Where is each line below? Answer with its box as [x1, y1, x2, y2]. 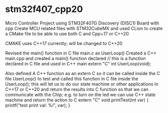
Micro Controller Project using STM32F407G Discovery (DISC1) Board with [5, 20, 159, 26]
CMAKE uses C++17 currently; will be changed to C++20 [5, 40, 123, 46]
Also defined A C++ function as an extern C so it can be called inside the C [5, 70, 160, 76]
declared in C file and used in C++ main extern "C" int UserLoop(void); [5, 60, 151, 66]
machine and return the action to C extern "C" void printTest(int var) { [5, 96, 149, 103]
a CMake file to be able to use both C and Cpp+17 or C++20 [5, 30, 129, 36]
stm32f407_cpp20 [5, 3, 83, 15]
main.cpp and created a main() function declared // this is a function [5, 55, 146, 61]
